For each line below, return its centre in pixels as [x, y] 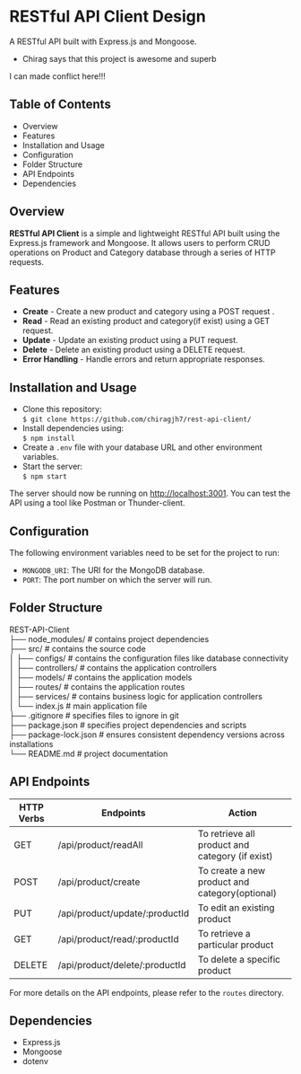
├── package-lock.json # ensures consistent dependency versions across [147, 735]
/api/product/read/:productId [118, 938]
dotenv [35, 1061]
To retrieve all [226, 833]
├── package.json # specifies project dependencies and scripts [128, 725]
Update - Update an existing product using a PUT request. [130, 340]
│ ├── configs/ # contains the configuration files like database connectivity [149, 658]
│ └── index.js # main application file [78, 706]
